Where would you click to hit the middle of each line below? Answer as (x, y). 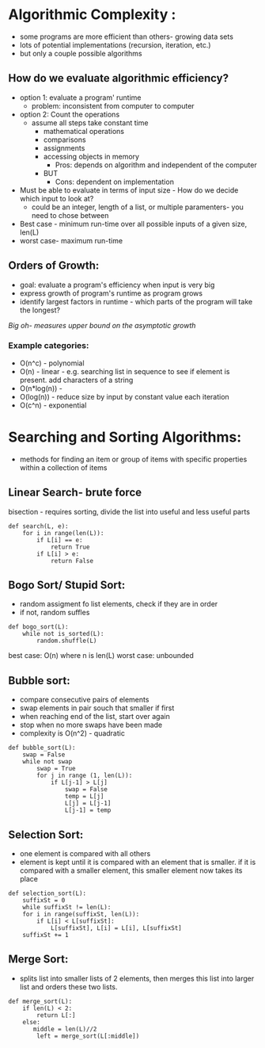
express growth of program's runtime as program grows (111, 293)
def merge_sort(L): (40, 1001)
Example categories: (49, 346)
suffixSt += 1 (45, 935)
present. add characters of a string (76, 380)
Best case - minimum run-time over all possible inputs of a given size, (133, 224)
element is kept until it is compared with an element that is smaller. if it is (138, 862)
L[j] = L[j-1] (88, 803)
